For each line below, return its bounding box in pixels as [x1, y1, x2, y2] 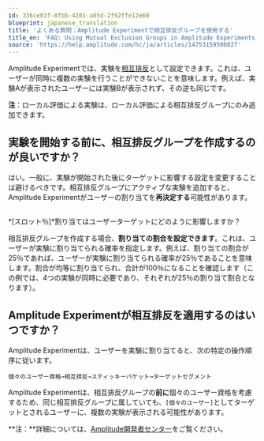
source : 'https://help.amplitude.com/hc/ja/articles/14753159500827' [8, 41, 242, 49]
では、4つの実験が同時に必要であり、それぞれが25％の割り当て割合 [21, 273, 242, 283]
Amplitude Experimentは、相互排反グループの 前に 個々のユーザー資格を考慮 [8, 388, 252, 398]
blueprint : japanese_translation [8, 19, 118, 27]
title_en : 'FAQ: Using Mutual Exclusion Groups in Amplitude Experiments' [8, 33, 259, 42]
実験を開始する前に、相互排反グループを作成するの [8, 135, 256, 149]
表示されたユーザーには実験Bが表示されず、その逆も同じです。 [26, 84, 231, 93]
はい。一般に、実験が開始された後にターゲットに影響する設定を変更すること [8, 172, 257, 182]
